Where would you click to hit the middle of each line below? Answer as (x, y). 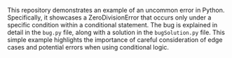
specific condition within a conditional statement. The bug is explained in (112, 25)
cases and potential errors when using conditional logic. (88, 47)
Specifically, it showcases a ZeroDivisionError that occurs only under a (109, 17)
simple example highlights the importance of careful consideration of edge (115, 40)
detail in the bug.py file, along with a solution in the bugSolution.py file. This (116, 32)
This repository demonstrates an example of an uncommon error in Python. (116, 10)
